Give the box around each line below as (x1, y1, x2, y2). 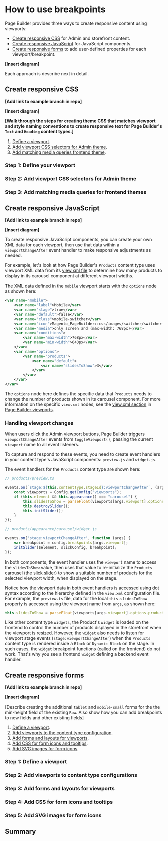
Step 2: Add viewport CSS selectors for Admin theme (5, 175, 136, 182)
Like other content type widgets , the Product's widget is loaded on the (5, 619, 149, 625)
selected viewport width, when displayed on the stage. (5, 575, 118, 581)
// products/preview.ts (5, 476, 55, 481)
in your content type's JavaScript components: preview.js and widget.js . (5, 457, 157, 463)
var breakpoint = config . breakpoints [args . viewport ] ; (14, 540, 128, 545)
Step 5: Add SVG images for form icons (5, 812, 102, 819)
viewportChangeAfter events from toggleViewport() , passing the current (5, 436, 153, 442)
